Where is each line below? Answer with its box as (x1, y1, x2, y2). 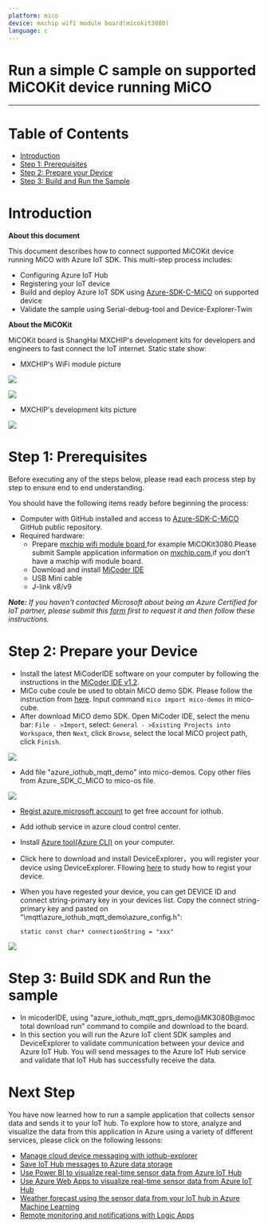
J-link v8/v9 (31, 582, 72, 592)
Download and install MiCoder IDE (31, 565, 144, 574)
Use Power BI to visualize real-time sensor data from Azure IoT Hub (19, 1167, 242, 1177)
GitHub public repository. (19, 522, 103, 532)
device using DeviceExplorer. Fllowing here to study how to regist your (19, 863, 252, 873)
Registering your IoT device (19, 279, 110, 289)
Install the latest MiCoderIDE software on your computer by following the (19, 669, 259, 678)
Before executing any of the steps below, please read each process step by (8, 474, 257, 484)
